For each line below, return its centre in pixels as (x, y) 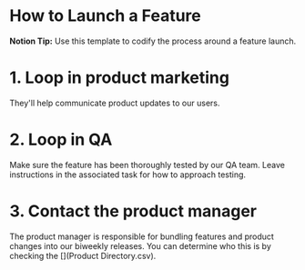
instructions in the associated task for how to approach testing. (128, 175)
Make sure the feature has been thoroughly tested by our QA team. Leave (147, 165)
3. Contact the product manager (133, 211)
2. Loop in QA (61, 140)
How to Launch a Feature (106, 16)
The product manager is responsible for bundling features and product (142, 236)
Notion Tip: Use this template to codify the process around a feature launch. (153, 41)
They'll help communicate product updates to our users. (115, 103)
